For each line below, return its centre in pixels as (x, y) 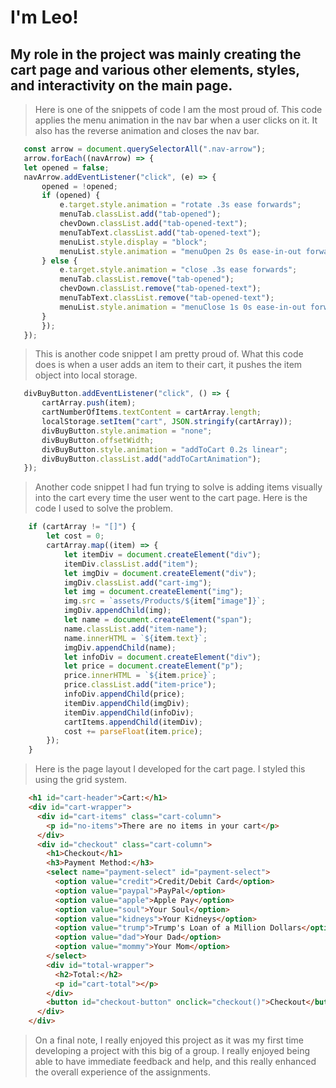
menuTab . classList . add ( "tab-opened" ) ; (140, 214)
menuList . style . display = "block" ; (133, 242)
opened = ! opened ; (79, 186)
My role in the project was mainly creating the (156, 54)
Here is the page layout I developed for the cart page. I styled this (170, 769)
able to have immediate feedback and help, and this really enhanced (175, 1061)
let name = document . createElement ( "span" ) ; (158, 620)
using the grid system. (81, 780)
